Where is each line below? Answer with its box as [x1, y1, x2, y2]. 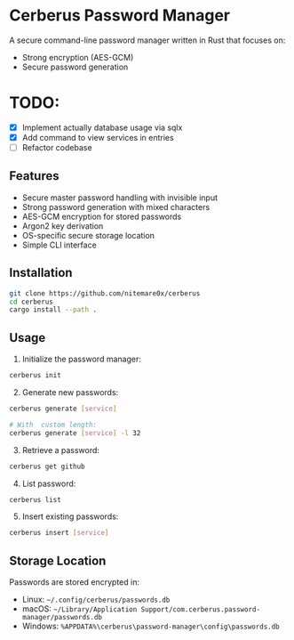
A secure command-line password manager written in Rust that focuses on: [9, 35, 286, 45]
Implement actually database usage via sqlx [21, 122, 183, 133]
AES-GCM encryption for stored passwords [21, 211, 182, 222]
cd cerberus [9, 297, 53, 306]
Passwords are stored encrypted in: [9, 577, 140, 587]
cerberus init [9, 371, 62, 380]
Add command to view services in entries [21, 132, 175, 142]
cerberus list [9, 495, 62, 504]
